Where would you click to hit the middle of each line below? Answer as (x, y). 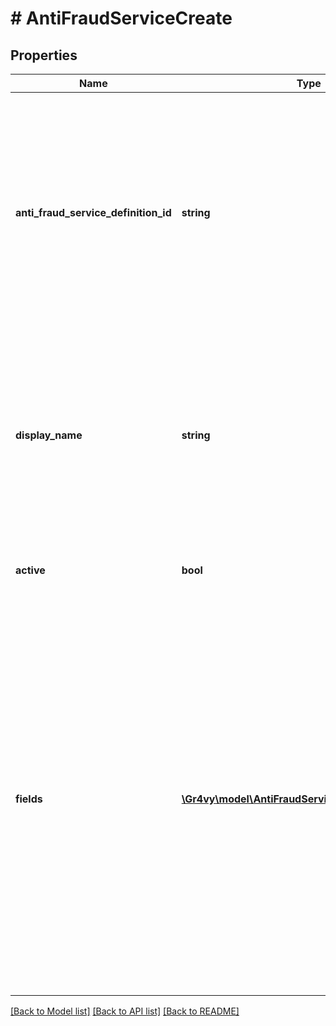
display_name (49, 435)
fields (29, 799)
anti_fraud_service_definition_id (93, 212)
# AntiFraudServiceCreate (121, 18)
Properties (44, 55)
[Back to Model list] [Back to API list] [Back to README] (125, 1011)
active (30, 570)
